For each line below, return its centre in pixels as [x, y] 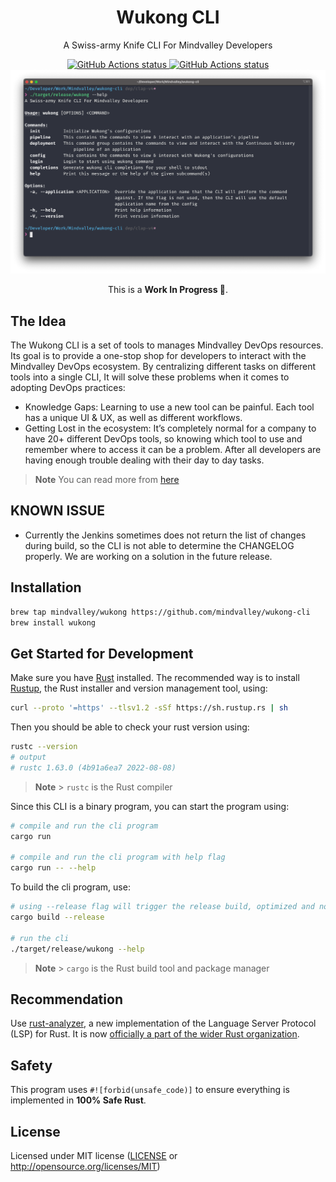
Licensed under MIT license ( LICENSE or [94, 1155]
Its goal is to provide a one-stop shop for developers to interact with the [158, 356]
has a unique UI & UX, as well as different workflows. [133, 418]
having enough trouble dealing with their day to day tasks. [144, 460]
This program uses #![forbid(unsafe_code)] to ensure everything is [150, 1090]
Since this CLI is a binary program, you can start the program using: [150, 806]
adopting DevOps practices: [68, 388]
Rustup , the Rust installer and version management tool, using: [139, 688]
